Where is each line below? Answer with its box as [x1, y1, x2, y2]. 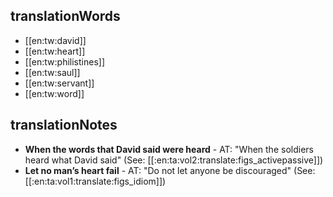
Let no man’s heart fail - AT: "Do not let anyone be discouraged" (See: [24, 164, 316, 176]
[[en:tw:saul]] [24, 66, 81, 78]
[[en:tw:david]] [24, 34, 87, 46]
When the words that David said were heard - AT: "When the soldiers [24, 143, 314, 155]
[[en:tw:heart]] [24, 45, 86, 57]
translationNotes [10, 117, 118, 134]
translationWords [10, 8, 121, 25]
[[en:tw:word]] [24, 87, 85, 99]
